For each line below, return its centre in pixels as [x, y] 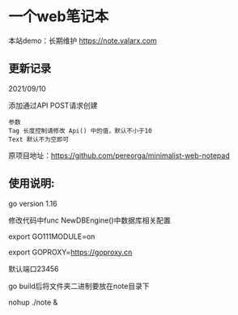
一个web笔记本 [59, 17]
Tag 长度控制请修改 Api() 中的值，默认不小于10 [80, 130]
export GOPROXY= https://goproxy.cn [70, 252]
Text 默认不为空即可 [39, 139]
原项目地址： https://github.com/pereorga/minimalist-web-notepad [119, 155]
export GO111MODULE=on [52, 236]
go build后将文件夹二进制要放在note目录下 [79, 286]
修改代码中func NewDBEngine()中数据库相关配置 [90, 220]
